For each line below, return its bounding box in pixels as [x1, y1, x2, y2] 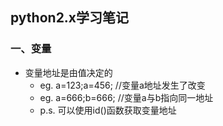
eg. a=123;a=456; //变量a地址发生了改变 [39, 79, 206, 91]
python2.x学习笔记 [10, 9, 130, 27]
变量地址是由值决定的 [24, 66, 113, 78]
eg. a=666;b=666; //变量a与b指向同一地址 [39, 91, 214, 103]
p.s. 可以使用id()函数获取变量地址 [39, 104, 177, 116]
